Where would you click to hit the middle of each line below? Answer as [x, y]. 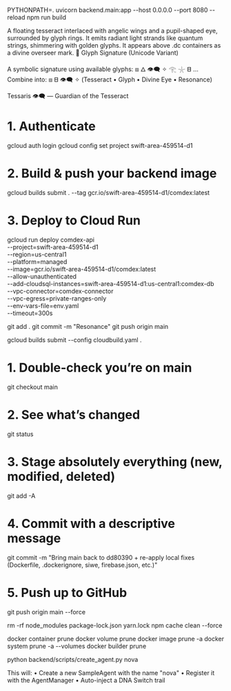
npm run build [47, 17]
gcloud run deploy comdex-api [51, 239]
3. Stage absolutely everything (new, [115, 462]
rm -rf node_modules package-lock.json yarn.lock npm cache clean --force [115, 625]
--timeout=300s [30, 313]
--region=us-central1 [37, 254]
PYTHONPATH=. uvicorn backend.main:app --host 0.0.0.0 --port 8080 [108, 10]
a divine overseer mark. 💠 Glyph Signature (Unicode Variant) [93, 53]
